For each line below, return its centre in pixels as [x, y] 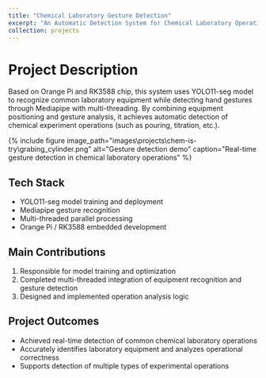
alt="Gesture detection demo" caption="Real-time [175, 149]
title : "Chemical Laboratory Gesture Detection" [90, 15]
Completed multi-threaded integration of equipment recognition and [131, 280]
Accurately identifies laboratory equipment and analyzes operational [131, 349]
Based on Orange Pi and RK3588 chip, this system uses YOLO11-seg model [131, 91]
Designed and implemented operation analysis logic [104, 296]
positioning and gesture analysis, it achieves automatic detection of [118, 117]
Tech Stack [36, 182]
